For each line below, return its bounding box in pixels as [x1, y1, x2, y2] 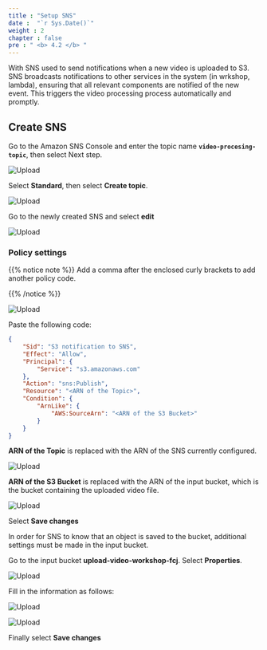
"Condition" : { [22, 395, 73, 403]
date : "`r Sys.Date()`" [8, 19, 94, 27]
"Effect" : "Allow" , [22, 350, 88, 358]
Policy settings [8, 246, 68, 258]
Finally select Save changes [8, 633, 101, 643]
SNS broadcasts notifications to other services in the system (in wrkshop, [8, 72, 250, 81]
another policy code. [8, 274, 77, 283]
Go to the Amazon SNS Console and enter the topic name [8, 141, 198, 151]
